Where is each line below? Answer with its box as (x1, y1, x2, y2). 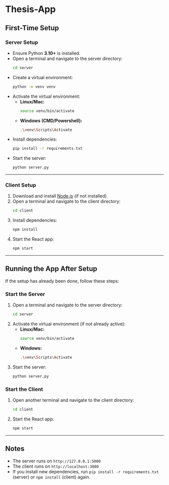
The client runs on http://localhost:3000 (12, 463, 99, 469)
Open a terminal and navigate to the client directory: (12, 198, 121, 205)
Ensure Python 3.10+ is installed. (12, 50, 80, 56)
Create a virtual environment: (12, 74, 73, 80)
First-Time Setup (5, 24, 59, 32)
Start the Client (5, 386, 43, 393)
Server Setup (5, 39, 39, 46)
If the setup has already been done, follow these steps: (5, 278, 119, 284)
